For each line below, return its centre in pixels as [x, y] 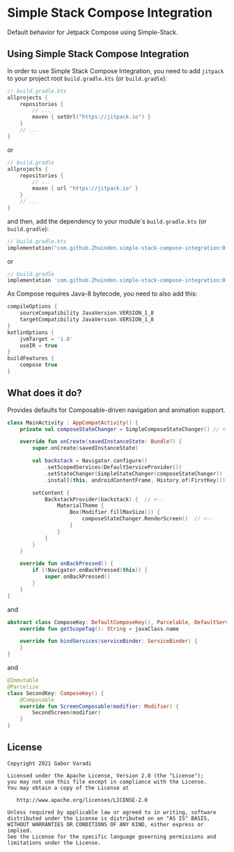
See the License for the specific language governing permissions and [112, 837]
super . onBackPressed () [77, 577]
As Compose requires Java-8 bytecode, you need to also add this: [102, 294]
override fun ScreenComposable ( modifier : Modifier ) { [99, 706]
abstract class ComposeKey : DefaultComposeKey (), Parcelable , [99, 622]
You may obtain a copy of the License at [68, 788]
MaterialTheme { [80, 506]
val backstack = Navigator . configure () [90, 461]
